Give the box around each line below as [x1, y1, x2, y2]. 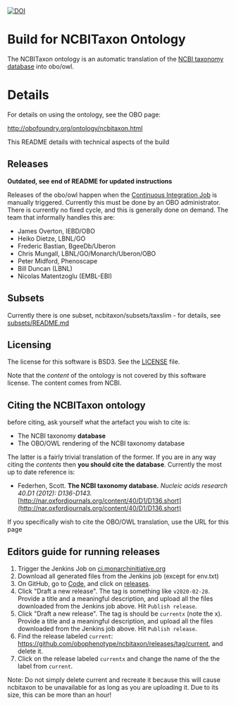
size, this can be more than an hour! [7, 690, 111, 699]
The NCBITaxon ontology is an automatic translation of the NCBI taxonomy [7, 54, 224, 63]
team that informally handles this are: [7, 213, 115, 222]
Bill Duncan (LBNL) [17, 264, 73, 273]
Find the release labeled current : [17, 632, 113, 640]
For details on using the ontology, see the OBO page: [7, 110, 161, 119]
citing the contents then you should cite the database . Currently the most [7, 460, 222, 469]
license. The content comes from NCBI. [7, 378, 122, 388]
